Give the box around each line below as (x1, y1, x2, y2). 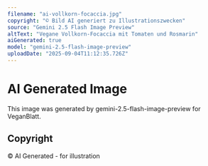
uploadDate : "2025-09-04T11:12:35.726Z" (7, 51, 129, 58)
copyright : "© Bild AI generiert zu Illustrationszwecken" (7, 17, 186, 24)
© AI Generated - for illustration (7, 151, 101, 160)
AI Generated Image (7, 81, 128, 97)
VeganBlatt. (7, 112, 41, 120)
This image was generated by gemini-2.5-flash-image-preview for (7, 104, 201, 113)
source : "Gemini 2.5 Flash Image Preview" (7, 24, 135, 31)
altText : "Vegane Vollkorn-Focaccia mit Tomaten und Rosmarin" (7, 30, 199, 38)
